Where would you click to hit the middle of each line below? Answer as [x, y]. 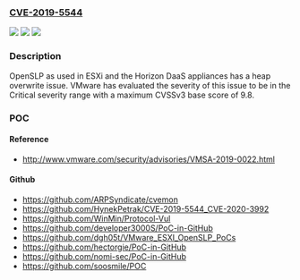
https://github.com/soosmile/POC [84, 266]
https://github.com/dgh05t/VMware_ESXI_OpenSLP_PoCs [129, 237]
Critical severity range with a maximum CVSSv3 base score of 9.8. [132, 95]
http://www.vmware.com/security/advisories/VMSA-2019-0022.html [149, 159]
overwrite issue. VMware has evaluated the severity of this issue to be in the [150, 85]
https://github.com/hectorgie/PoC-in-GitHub [104, 247]
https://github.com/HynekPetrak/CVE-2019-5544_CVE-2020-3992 [146, 208]
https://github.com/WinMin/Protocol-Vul [96, 218]
